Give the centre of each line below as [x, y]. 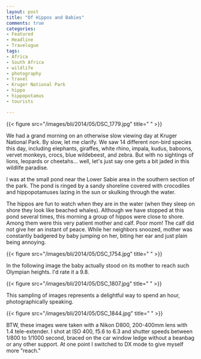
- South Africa [25, 62]
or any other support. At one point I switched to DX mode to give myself [95, 344]
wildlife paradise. [27, 167]
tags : [13, 51]
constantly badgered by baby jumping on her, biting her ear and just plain [97, 236]
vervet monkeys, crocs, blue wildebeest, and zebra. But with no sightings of [100, 155]
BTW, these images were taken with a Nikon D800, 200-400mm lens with [97, 325]
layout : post [22, 12]
